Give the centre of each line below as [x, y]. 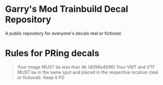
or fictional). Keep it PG [41, 77]
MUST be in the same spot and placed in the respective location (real [88, 72]
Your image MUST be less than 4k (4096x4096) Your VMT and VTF [86, 67]
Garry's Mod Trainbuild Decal [67, 9]
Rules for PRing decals [52, 53]
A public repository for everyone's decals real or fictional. [64, 33]
